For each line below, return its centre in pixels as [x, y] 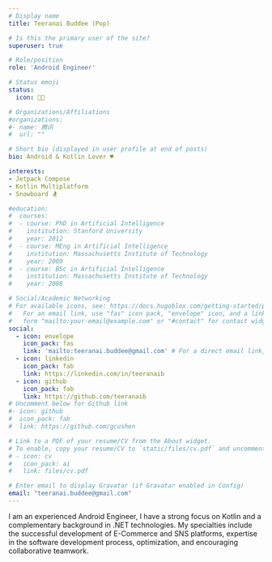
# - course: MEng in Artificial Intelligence [88, 246]
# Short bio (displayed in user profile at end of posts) [108, 149]
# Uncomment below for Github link [68, 404]
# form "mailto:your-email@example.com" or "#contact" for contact [128, 321]
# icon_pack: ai [39, 464]
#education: [28, 209]
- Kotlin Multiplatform [49, 186]
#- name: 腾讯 [31, 127]
